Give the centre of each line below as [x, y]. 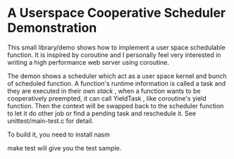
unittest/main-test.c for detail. [50, 120]
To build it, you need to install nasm [59, 134]
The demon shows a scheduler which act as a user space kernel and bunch [117, 76]
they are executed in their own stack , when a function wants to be [104, 91]
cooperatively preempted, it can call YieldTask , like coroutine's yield [107, 98]
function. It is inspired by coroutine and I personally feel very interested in [114, 55]
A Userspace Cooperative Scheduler [117, 13]
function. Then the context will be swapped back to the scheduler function [116, 106]
